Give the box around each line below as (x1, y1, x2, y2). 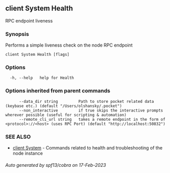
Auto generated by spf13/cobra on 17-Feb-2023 (5, 162, 106, 168)
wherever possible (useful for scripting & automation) (5, 112, 127, 117)
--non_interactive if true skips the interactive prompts (18, 107, 163, 113)
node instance (12, 150, 43, 156)
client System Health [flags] (5, 52, 70, 57)
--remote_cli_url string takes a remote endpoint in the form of (18, 117, 166, 122)
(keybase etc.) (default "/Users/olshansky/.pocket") (5, 103, 123, 109)
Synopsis (5, 30, 29, 37)
